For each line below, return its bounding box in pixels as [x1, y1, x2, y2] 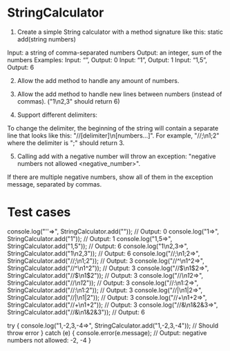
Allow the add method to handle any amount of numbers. [17, 76, 180, 84]
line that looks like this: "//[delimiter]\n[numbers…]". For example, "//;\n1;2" [7, 131, 220, 140]
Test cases [7, 205, 71, 220]
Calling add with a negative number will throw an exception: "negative [17, 152, 216, 160]
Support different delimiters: [17, 111, 98, 119]
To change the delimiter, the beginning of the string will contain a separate [7, 124, 219, 132]
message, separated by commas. [7, 180, 102, 188]
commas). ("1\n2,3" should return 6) [17, 97, 120, 105]
